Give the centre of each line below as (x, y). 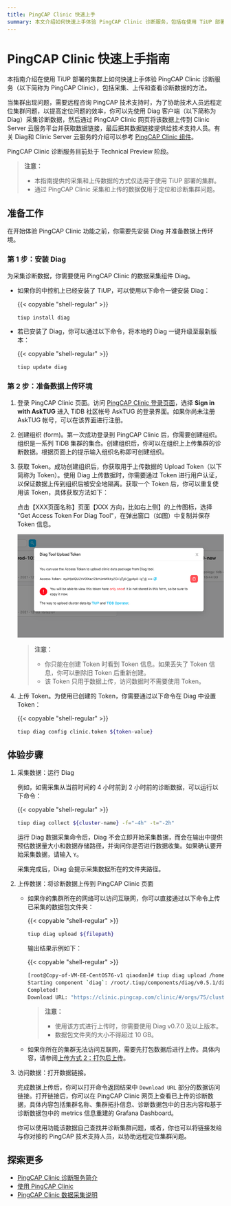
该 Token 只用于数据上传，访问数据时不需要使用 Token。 (124, 681)
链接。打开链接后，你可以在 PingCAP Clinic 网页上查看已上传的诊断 (112, 1096)
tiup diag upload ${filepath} (71, 934)
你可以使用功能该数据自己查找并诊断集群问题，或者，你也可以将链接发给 (119, 1127)
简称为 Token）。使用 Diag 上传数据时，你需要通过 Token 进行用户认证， (119, 475)
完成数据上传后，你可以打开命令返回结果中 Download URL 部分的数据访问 (119, 1087)
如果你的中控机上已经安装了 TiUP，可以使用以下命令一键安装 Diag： (113, 290)
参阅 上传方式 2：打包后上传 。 (88, 1058)
